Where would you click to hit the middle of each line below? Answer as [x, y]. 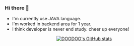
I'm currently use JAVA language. [47, 19]
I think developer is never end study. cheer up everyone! [71, 29]
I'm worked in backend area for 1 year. [52, 24]
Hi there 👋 [17, 8]
